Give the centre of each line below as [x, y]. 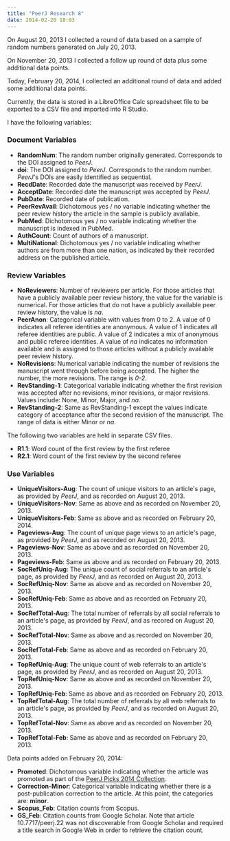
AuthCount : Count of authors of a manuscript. [83, 236]
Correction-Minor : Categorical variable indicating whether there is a [114, 787]
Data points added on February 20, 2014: [65, 758]
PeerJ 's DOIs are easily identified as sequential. [84, 177]
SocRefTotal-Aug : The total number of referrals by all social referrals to [118, 613]
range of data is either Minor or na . [67, 422]
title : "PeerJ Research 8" [46, 13]
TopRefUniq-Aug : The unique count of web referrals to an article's [112, 665]
